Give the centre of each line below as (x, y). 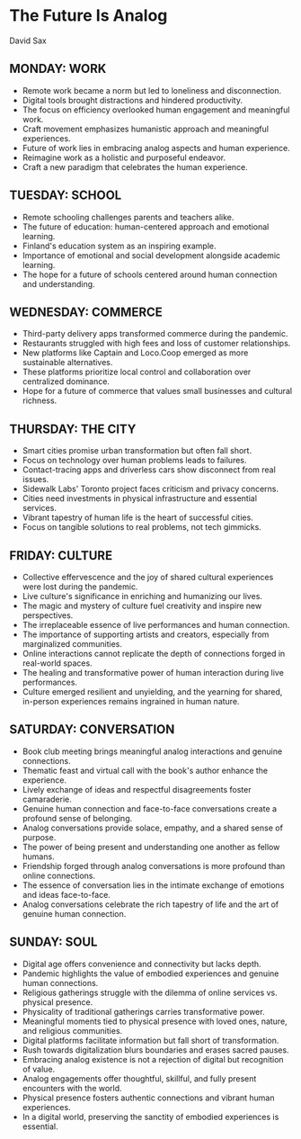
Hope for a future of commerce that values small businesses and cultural (157, 391)
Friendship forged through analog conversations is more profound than (154, 865)
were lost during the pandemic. (80, 587)
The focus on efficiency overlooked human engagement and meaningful (156, 110)
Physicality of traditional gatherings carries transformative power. (143, 1011)
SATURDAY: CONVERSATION (92, 730)
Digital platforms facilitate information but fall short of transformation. (150, 1040)
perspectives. (48, 615)
